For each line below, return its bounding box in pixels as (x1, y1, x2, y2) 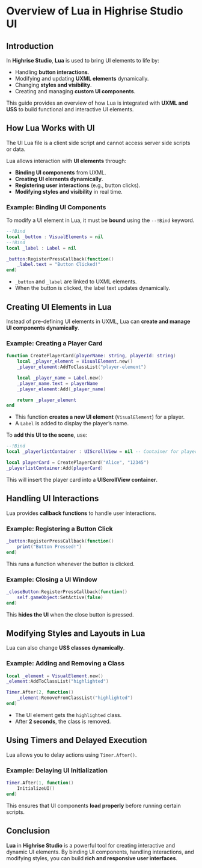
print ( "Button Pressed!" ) (17, 543, 82, 550)
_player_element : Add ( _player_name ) (17, 386, 106, 392)
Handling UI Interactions (6, 493, 99, 503)
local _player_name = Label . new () (17, 375, 103, 381)
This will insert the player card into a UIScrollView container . (6, 476, 158, 483)
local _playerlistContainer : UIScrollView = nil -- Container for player (6, 449, 198, 455)
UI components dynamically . (6, 324, 79, 331)
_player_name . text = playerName (17, 380, 98, 386)
